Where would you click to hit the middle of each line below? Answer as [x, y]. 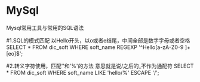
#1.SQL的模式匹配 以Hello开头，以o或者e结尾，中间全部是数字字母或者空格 [98, 40]
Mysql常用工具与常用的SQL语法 [45, 28]
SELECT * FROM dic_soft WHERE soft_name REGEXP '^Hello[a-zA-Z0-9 [95, 47]
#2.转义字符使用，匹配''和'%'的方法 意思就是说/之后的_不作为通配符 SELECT [100, 66]
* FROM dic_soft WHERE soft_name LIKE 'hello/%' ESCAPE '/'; [83, 72]
